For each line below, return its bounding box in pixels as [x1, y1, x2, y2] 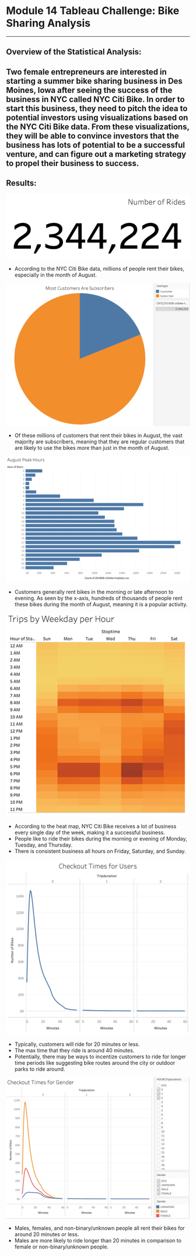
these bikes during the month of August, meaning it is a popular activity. [14, 601, 188, 608]
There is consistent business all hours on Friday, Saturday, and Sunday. [14, 847, 186, 855]
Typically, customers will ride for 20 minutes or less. [14, 1041, 140, 1048]
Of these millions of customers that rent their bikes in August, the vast [14, 432, 183, 439]
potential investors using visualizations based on [6, 112, 188, 122]
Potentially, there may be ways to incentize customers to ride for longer [14, 1053, 187, 1060]
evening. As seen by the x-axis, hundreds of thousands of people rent [14, 595, 183, 602]
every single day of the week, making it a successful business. [14, 829, 165, 836]
